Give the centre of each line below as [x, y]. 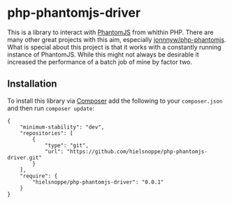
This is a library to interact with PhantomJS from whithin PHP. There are [110, 32]
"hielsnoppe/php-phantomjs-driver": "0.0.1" [98, 182]
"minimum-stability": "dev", [62, 127]
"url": [54, 152]
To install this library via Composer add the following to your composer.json [115, 101]
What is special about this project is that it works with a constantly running [114, 47]
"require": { [39, 176]
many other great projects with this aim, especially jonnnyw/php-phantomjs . [117, 39]
